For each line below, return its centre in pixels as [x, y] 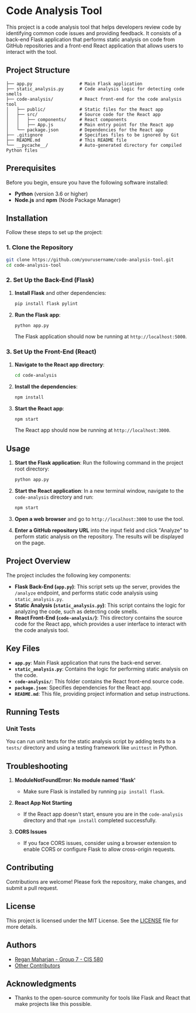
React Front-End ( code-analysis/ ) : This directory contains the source [98, 617]
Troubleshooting [37, 766]
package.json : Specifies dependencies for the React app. [83, 687]
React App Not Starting [43, 803]
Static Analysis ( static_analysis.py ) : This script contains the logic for [100, 605]
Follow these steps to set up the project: [54, 232]
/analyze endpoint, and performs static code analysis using [86, 593]
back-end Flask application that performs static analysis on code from [91, 39]
